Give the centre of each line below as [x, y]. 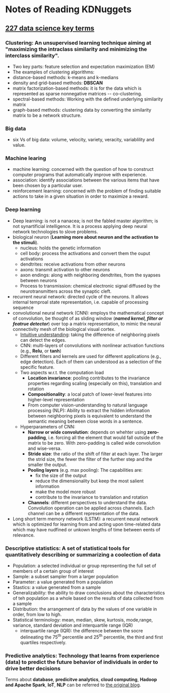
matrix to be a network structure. [47, 115]
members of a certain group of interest [53, 571]
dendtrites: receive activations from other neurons [73, 264]
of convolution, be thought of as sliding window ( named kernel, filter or [88, 318]
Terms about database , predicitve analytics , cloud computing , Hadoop [81, 680]
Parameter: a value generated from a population [63, 582]
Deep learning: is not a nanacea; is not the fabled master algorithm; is [85, 221]
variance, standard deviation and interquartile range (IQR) [73, 625]
